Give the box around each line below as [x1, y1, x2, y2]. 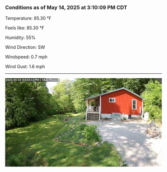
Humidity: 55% [5, 34, 36, 41]
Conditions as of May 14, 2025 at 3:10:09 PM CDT [5, 4, 128, 11]
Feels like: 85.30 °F [5, 25, 45, 31]
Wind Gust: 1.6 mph [5, 64, 45, 70]
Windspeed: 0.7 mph [5, 54, 48, 60]
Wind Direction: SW [5, 44, 46, 50]
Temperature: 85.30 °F [5, 15, 52, 21]
